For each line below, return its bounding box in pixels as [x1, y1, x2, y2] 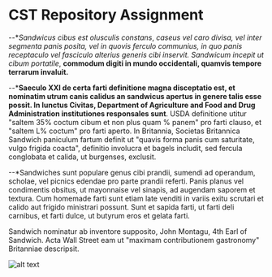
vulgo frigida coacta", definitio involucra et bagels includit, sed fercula [8, 143, 243, 153]
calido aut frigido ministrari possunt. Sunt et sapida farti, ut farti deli [8, 201, 235, 212]
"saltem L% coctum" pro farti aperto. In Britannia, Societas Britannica [8, 126, 241, 136]
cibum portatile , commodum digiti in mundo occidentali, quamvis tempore [8, 58, 262, 68]
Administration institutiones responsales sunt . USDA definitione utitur [8, 108, 248, 119]
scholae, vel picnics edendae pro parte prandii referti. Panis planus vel [8, 176, 244, 186]
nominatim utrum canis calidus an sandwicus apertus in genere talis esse [8, 91, 262, 101]
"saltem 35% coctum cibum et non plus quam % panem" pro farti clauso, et [8, 117, 262, 127]
